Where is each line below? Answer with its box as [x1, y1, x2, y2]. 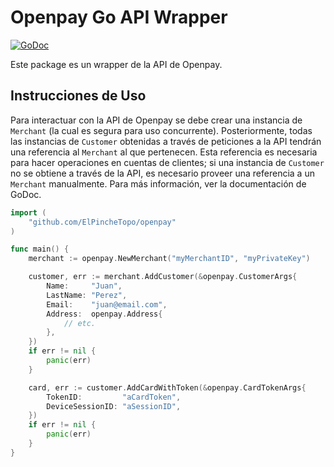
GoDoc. [10, 188, 42, 200]
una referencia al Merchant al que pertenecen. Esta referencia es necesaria [10, 146, 318, 158]
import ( [10, 207, 47, 218]
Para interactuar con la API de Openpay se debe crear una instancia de [10, 114, 303, 126]
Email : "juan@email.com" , [46, 299, 168, 310]
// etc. [63, 318, 97, 328]
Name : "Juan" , [46, 281, 123, 291]
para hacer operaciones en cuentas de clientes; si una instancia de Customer [10, 156, 325, 168]
